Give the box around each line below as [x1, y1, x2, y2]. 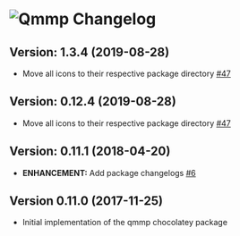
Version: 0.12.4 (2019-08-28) [9, 94, 176, 109]
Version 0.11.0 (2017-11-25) [9, 193, 164, 209]
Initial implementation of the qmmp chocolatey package [21, 217, 228, 228]
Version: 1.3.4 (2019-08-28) [9, 45, 170, 60]
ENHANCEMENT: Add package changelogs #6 [21, 167, 197, 178]
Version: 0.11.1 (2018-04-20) [9, 144, 171, 159]
